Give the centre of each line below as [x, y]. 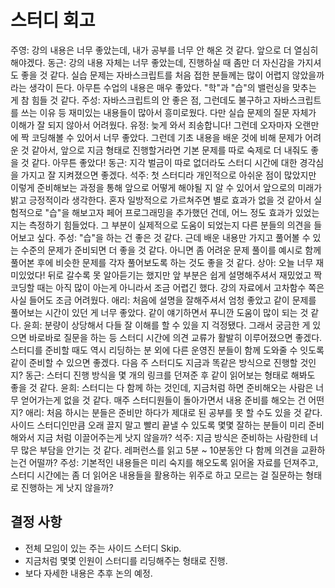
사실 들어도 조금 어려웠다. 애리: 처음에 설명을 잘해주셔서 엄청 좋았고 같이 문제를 [163, 300]
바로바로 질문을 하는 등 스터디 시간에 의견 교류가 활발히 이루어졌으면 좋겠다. [175, 337]
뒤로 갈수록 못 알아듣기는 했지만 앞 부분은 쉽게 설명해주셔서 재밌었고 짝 [185, 275]
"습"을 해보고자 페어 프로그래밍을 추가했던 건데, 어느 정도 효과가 [168, 212]
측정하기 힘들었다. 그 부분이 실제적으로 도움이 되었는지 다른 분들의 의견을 [170, 225]
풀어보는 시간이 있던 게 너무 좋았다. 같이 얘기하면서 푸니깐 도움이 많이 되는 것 [159, 312]
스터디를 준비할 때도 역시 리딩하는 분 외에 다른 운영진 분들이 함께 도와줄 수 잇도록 [167, 350]
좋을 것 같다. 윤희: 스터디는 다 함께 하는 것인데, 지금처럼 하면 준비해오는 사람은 [162, 387]
